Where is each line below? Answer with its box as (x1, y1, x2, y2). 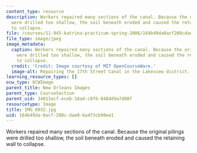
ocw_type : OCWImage (6, 80, 54, 86)
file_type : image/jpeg (6, 36, 62, 42)
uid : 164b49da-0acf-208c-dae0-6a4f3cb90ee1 (6, 112, 114, 118)
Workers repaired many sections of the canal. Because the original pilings (6, 128, 185, 135)
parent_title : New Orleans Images (6, 85, 91, 91)
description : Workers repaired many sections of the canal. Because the (6, 14, 188, 20)
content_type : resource (6, 8, 64, 15)
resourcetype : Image (6, 101, 57, 107)
